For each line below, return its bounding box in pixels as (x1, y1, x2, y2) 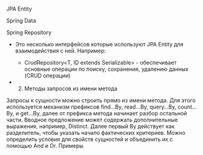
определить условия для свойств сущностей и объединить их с (6, 135, 173, 143)
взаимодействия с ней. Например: (15, 47, 106, 54)
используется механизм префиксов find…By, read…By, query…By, (6, 103, 177, 110)
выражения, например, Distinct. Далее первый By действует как (6, 123, 175, 130)
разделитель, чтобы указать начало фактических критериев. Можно (6, 129, 186, 136)
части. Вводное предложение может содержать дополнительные (6, 116, 178, 123)
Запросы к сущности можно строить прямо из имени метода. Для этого (6, 97, 196, 104)
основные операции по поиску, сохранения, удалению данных (24, 65, 189, 73)
